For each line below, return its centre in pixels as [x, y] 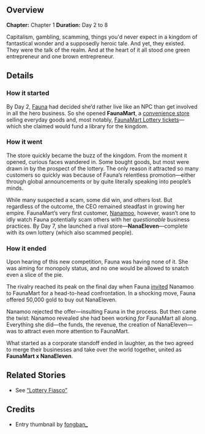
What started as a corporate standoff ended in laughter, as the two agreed [100, 343]
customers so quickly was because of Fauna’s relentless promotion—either [101, 175]
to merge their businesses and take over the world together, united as [94, 350]
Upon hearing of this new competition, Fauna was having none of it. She [97, 262]
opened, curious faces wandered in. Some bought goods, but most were [98, 161]
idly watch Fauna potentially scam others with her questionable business [98, 219]
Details [20, 76]
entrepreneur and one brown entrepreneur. [60, 56]
